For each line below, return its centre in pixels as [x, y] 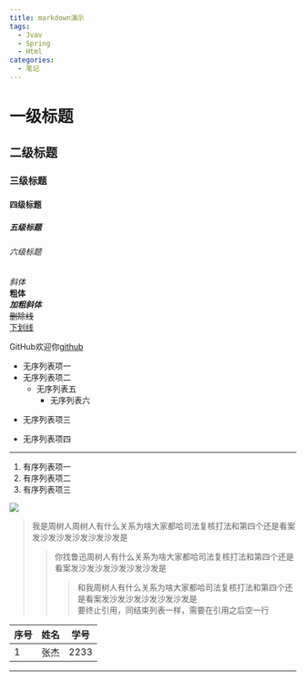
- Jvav [30, 35]
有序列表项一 [46, 466]
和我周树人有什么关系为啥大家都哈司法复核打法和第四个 [181, 587]
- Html [30, 52]
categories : [32, 60]
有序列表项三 [46, 489]
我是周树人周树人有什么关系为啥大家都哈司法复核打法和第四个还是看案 [163, 525]
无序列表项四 [46, 439]
